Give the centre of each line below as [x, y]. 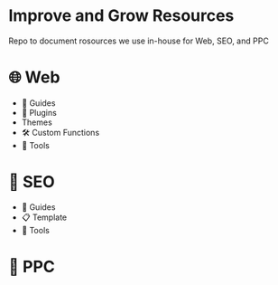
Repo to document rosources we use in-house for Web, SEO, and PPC [139, 41]
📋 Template [44, 217]
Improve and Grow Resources [121, 16]
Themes [37, 122]
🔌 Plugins [39, 112]
